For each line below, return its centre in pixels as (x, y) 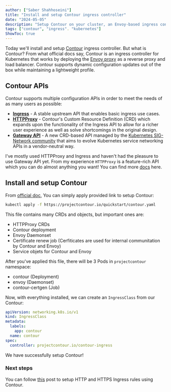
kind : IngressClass (26, 317)
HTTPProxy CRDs (31, 224)
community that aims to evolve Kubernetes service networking (98, 140)
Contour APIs (27, 86)
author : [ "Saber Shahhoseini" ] (38, 10)
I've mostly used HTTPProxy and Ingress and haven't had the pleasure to (82, 156)
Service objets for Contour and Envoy (52, 251)
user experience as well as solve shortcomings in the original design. (85, 130)
